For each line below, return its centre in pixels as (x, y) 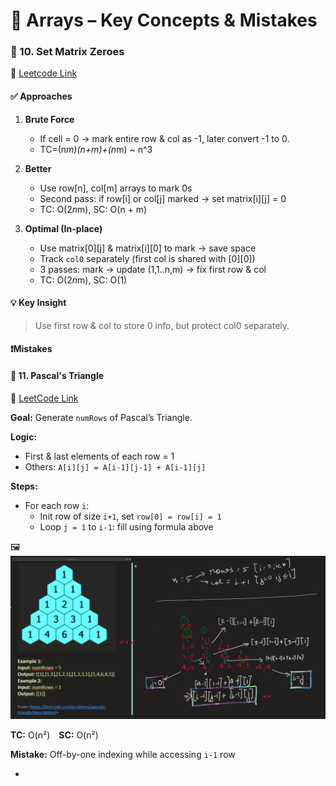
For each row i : (57, 505)
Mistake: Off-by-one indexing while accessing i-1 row (123, 754)
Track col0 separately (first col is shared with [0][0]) (147, 258)
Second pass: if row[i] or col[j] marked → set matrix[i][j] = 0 (163, 198)
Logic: (24, 436)
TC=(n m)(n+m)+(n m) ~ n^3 (96, 149)
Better (38, 168)
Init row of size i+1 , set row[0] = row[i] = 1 (130, 516)
